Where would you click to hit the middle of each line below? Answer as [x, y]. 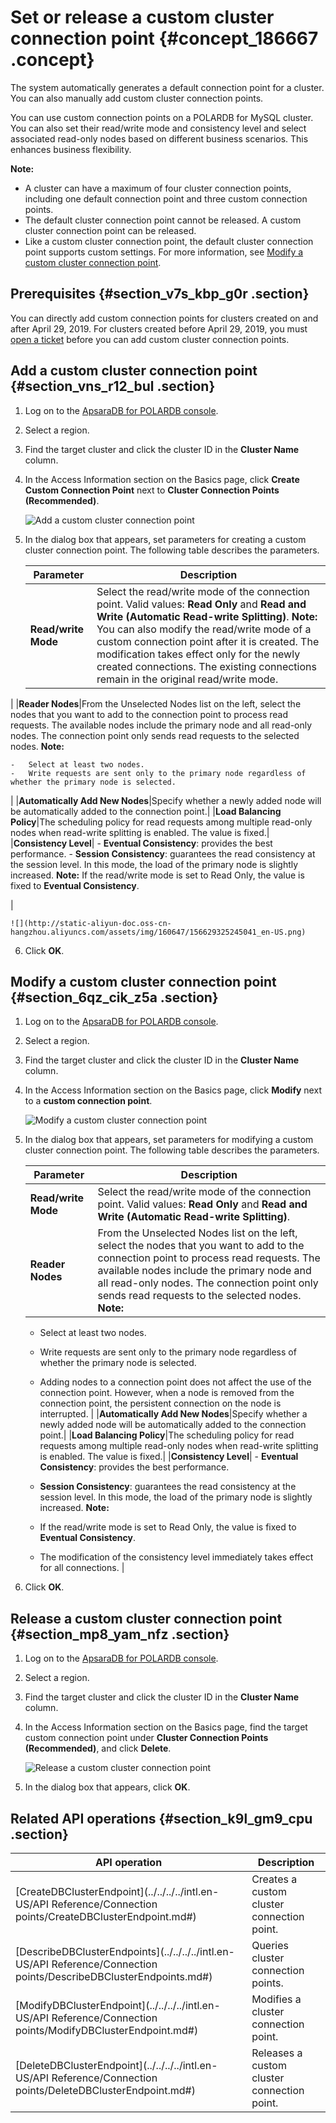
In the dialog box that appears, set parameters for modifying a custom [169, 1140]
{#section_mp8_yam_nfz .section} [120, 1634]
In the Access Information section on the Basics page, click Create [162, 479]
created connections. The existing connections [206, 666]
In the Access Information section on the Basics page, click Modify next [173, 1090]
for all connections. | [82, 1568]
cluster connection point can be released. [110, 230]
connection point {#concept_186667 [164, 38]
